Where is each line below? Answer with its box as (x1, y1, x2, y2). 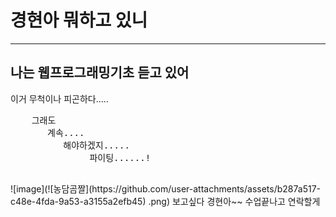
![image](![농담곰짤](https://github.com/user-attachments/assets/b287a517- (10, 182, 322, 195)
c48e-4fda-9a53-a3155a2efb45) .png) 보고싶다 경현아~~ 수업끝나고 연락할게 (10, 195, 321, 207)
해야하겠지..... (63, 139, 130, 151)
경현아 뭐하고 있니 (10, 9, 148, 32)
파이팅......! (89, 152, 152, 163)
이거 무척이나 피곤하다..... (10, 92, 109, 105)
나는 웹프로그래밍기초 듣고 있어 (10, 64, 190, 81)
